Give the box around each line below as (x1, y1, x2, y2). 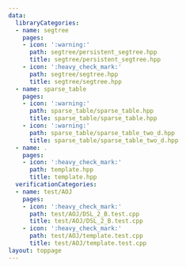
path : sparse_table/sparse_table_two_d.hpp (28, 129, 176, 137)
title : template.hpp (28, 173, 97, 182)
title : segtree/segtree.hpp (28, 77, 123, 85)
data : (8, 11, 26, 20)
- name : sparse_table (15, 85, 87, 93)
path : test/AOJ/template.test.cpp (28, 232, 144, 240)
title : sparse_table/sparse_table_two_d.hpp (28, 136, 179, 145)
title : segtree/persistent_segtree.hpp (28, 56, 161, 64)
